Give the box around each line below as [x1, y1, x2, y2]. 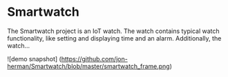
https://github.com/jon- [61, 54, 128, 63]
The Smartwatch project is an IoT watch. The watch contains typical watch [7, 27, 220, 35]
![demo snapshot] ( [7, 54, 62, 63]
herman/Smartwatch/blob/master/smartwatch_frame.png [7, 62, 171, 70]
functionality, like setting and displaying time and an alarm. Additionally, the [7, 34, 222, 42]
